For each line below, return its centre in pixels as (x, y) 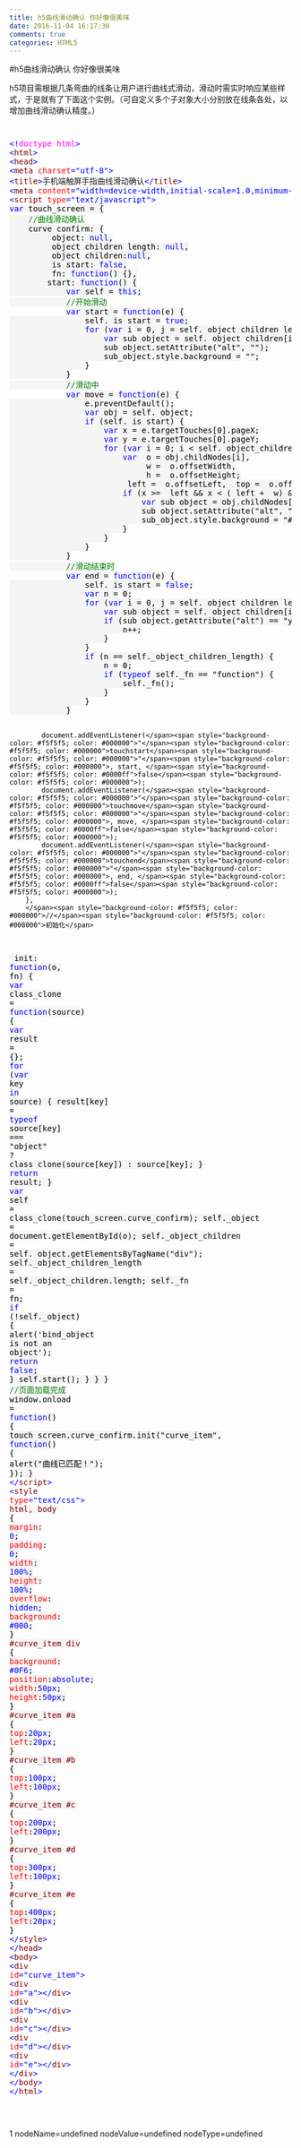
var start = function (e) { (125, 312)
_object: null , (80, 238)
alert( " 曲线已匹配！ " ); (57, 1464)
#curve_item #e (43, 1895)
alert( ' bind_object (52, 1335)
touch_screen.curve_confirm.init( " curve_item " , (116, 1435)
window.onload (40, 1400)
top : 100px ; (33, 1778)
